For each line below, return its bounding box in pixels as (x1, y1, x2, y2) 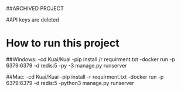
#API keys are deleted (6, 16, 60, 23)
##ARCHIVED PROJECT (6, 5, 64, 12)
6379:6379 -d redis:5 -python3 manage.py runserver (6, 79, 135, 86)
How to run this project (6, 37, 120, 50)
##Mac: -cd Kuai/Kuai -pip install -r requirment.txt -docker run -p (6, 73, 164, 80)
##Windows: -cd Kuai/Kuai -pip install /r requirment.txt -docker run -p (6, 55, 176, 63)
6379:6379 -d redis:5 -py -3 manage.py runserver (6, 62, 127, 69)
